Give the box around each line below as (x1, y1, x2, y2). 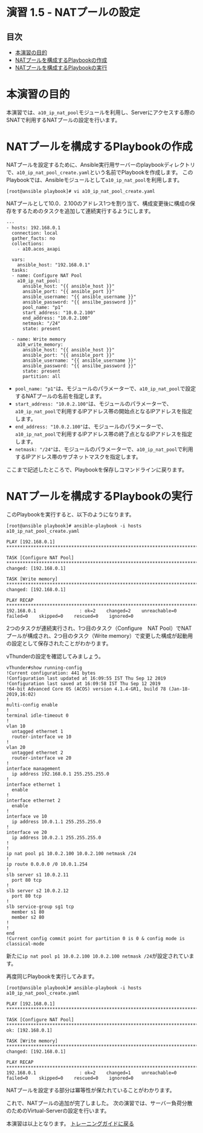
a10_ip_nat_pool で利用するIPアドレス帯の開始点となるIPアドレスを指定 (14, 407, 193, 414)
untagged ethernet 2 (11, 749, 63, 756)
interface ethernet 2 (6, 797, 61, 803)
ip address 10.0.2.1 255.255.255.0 (11, 834, 101, 840)
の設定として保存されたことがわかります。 (6, 640, 112, 647)
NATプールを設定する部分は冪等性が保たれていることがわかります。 (6, 1086, 175, 1094)
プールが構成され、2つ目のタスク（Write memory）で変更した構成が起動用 (6, 632, 193, 639)
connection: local (11, 230, 59, 236)
